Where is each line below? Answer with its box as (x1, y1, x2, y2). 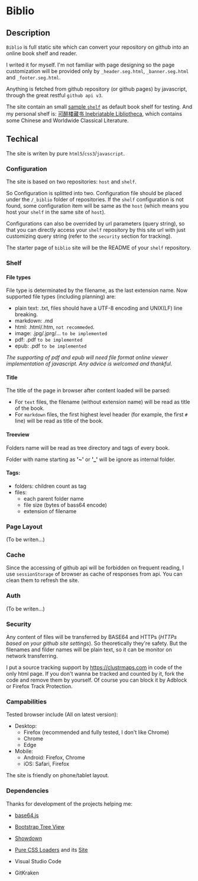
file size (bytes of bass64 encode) (23, 501, 108, 508)
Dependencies (6, 787, 49, 795)
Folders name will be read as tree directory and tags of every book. (6, 444, 170, 451)
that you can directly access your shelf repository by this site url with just (6, 227, 186, 234)
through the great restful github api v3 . (6, 92, 103, 98)
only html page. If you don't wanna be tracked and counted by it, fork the (6, 670, 184, 678)
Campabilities (6, 697, 47, 705)
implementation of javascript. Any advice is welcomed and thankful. (6, 360, 173, 367)
